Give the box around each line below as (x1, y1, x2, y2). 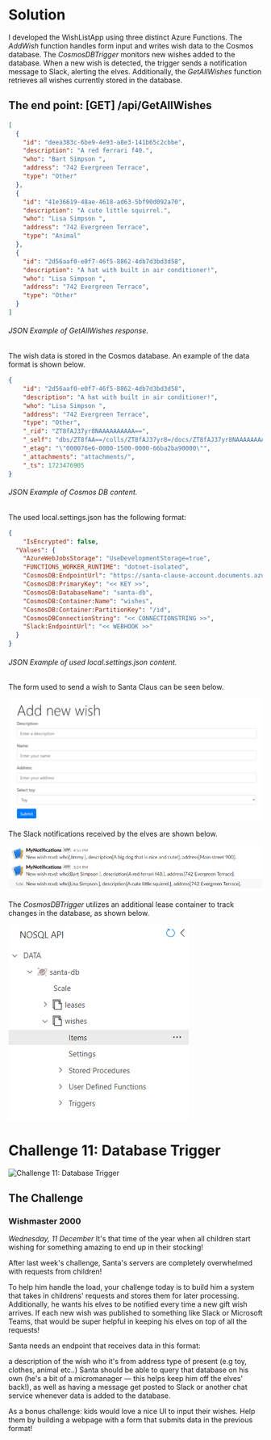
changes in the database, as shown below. (8, 908, 150, 917)
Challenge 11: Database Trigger (8, 1141, 221, 1160)
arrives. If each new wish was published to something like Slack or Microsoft (8, 1308, 264, 1318)
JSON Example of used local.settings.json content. (8, 657, 177, 667)
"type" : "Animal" (23, 232, 81, 240)
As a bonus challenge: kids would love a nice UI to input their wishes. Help (8, 1407, 256, 1417)
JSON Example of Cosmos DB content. (8, 487, 138, 497)
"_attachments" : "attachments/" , (23, 452, 135, 461)
